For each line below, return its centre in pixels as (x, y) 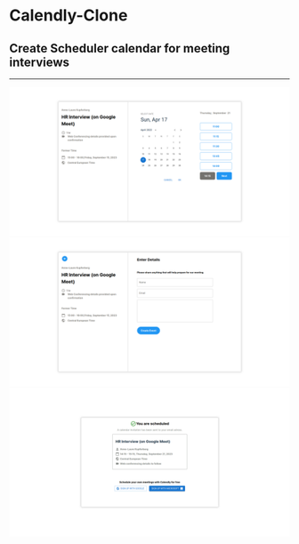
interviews (39, 62)
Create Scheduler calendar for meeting (120, 48)
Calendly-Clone (69, 16)
